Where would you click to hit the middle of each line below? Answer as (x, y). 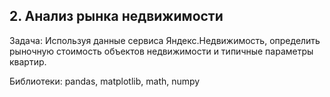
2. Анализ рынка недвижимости (116, 16)
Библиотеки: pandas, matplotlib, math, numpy (105, 81)
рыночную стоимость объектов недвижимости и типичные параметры (161, 51)
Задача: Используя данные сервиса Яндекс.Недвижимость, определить (165, 40)
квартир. (28, 61)
